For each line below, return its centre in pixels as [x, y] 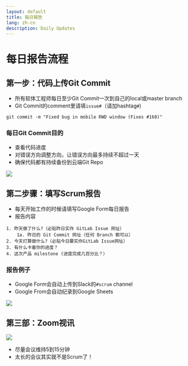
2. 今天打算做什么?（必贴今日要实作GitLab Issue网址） [67, 241]
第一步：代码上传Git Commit [59, 83]
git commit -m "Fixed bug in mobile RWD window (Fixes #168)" [84, 117]
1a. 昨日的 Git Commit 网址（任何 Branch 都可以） [75, 235]
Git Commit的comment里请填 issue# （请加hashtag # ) [78, 106]
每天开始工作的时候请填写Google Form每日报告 [72, 209]
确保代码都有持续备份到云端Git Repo [59, 162]
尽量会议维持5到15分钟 [42, 349]
